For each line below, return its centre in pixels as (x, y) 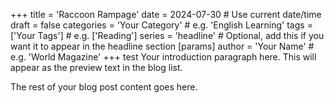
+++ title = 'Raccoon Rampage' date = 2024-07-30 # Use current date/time (166, 14)
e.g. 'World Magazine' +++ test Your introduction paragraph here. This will (163, 57)
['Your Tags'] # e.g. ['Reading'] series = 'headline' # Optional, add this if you (167, 35)
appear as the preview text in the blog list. (96, 67)
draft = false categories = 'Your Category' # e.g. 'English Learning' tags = (161, 25)
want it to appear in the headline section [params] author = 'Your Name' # (162, 46)
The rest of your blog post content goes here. (104, 87)
